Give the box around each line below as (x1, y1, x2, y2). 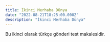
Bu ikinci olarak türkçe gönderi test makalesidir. (5, 31, 105, 37)
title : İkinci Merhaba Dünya (5, 7, 68, 13)
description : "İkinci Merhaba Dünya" (5, 17, 86, 22)
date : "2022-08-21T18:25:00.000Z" (5, 12, 79, 17)
